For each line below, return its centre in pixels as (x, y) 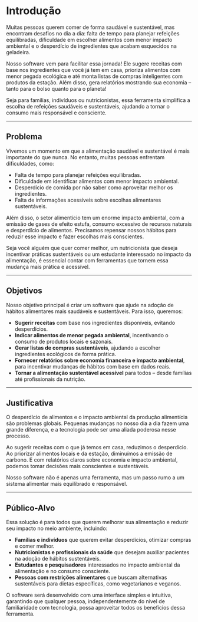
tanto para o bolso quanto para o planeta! (57, 88)
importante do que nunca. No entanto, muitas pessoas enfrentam (85, 157)
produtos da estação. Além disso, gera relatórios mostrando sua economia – (99, 82)
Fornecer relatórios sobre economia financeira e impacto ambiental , (100, 360)
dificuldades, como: (30, 163)
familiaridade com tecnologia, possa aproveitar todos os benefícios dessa (96, 608)
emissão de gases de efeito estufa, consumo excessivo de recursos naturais (99, 224)
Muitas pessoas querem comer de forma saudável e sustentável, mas (90, 27)
